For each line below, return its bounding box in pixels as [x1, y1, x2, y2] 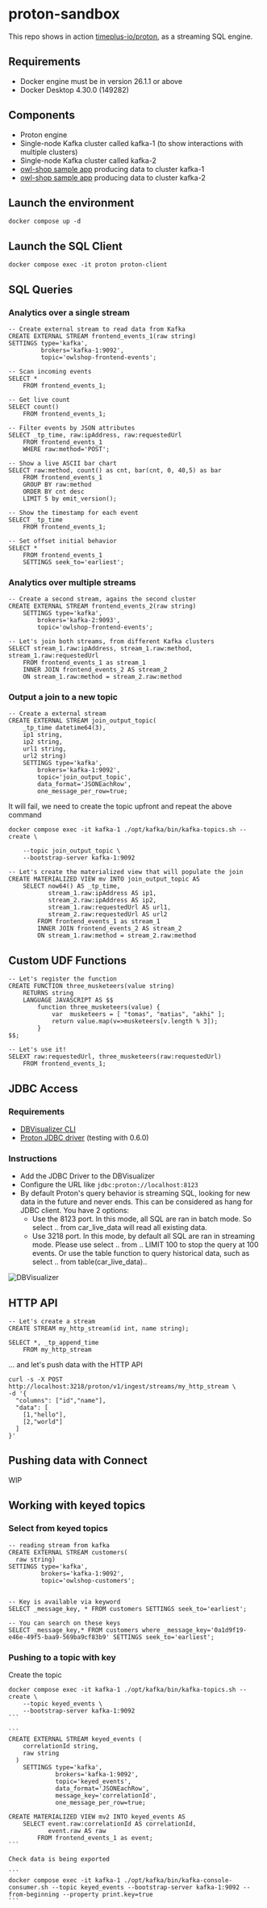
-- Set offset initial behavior [8, 537, 117, 545]
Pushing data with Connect [8, 1454, 148, 1467]
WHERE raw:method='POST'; [23, 445, 111, 453]
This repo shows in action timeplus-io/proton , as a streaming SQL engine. [8, 31, 253, 41]
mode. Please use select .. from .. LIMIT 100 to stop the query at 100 [31, 1240, 260, 1249]
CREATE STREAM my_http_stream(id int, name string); [8, 1324, 190, 1333]
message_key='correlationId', [55, 1791, 157, 1800]
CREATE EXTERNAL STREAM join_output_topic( [8, 717, 157, 725]
